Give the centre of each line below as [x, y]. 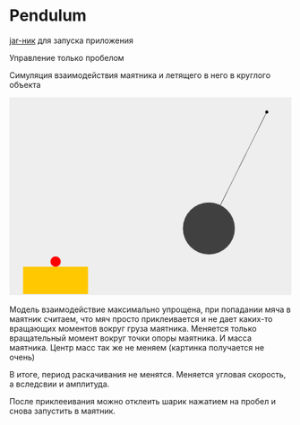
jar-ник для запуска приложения [72, 40]
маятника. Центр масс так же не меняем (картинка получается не [137, 347]
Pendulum [48, 16]
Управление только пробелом [67, 57]
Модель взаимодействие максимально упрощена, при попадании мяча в [150, 309]
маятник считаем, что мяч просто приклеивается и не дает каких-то [141, 318]
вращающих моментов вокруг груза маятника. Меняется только [133, 328]
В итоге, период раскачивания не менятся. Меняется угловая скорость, [148, 374]
